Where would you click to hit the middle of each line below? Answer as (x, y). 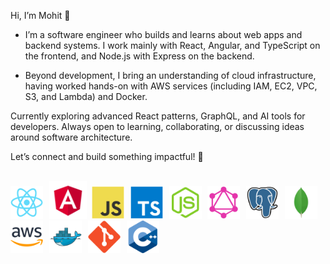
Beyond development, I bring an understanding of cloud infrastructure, (170, 75)
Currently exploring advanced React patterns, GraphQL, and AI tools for (158, 116)
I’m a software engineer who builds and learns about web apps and (163, 34)
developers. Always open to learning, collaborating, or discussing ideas (157, 126)
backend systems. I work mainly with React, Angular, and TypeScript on (172, 45)
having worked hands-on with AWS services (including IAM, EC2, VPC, (171, 86)
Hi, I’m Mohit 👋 (40, 15)
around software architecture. (71, 137)
